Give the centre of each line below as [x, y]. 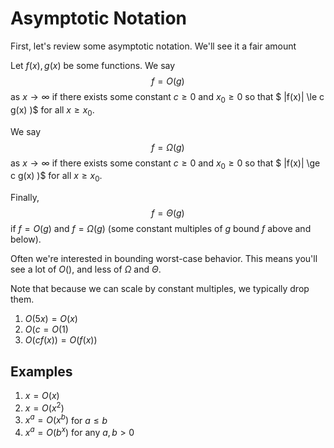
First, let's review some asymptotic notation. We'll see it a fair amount [153, 46]
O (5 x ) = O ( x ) [51, 319]
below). [26, 239]
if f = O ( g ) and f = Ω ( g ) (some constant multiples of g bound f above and [161, 229]
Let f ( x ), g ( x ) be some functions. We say [93, 65]
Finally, [25, 198]
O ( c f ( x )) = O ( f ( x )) [61, 340]
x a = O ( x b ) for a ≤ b [66, 419]
